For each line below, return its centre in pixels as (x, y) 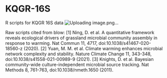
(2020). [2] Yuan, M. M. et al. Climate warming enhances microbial (93, 48)
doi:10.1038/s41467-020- (125, 43)
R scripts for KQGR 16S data (35, 23)
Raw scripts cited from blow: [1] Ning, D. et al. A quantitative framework (80, 32)
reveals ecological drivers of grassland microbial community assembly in (81, 38)
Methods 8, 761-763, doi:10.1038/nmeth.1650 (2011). (59, 70)
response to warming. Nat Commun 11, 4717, (52, 43)
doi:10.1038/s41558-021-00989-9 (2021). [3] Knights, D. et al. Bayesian (79, 59)
